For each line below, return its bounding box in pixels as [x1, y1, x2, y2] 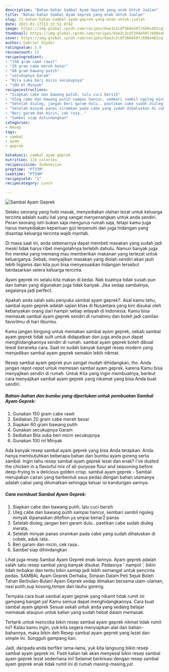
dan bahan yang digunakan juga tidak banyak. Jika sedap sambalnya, [5, 282, 149, 288]
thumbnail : [5, 31, 28, 36]
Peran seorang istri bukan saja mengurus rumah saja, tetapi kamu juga [5, 220, 151, 226]
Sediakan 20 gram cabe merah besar [12, 416, 90, 422]
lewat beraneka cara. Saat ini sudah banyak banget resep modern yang [5, 344, 153, 351]
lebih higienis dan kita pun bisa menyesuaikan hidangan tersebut [5, 262, 139, 268]
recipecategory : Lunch [5, 181, 53, 186]
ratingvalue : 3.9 [5, 45, 42, 50]
